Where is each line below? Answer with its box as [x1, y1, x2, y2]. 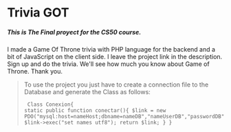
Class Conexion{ [27, 101, 74, 108]
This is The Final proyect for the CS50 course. [7, 27, 142, 36]
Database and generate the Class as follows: [23, 88, 151, 96]
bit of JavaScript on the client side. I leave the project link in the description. [7, 53, 223, 61]
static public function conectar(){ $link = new [23, 107, 166, 114]
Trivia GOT [7, 5, 69, 21]
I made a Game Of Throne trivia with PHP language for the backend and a [7, 45, 215, 54]
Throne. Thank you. [7, 67, 63, 76]
